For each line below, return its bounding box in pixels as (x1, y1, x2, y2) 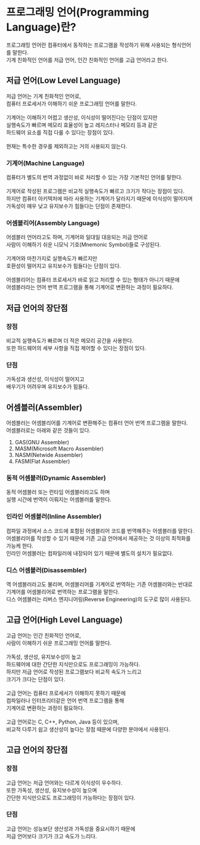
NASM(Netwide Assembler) (14, 452, 84, 459)
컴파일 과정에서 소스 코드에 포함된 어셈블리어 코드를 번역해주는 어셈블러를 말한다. (6, 527, 195, 534)
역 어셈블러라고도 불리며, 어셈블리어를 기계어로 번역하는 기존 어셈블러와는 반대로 (6, 581, 193, 588)
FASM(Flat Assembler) (14, 458, 70, 465)
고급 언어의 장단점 (6, 745, 68, 755)
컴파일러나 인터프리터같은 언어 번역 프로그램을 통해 (6, 697, 124, 704)
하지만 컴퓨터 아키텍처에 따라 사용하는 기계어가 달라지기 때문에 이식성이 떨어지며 (6, 195, 193, 202)
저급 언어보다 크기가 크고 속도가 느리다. (6, 832, 97, 840)
